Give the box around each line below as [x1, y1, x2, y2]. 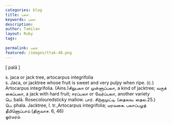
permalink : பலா [5, 45, 38, 51]
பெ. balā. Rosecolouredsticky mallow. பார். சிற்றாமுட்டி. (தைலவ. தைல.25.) [5, 96, 156, 103]
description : [5, 21, 33, 27]
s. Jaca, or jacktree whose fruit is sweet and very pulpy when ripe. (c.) [5, 80, 154, 86]
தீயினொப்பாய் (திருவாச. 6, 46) [5, 108, 64, 114]
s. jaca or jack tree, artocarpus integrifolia [5, 74, 94, 80]
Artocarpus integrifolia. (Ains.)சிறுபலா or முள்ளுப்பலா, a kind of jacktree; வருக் [5, 85, 167, 91]
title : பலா [5, 12, 29, 17]
